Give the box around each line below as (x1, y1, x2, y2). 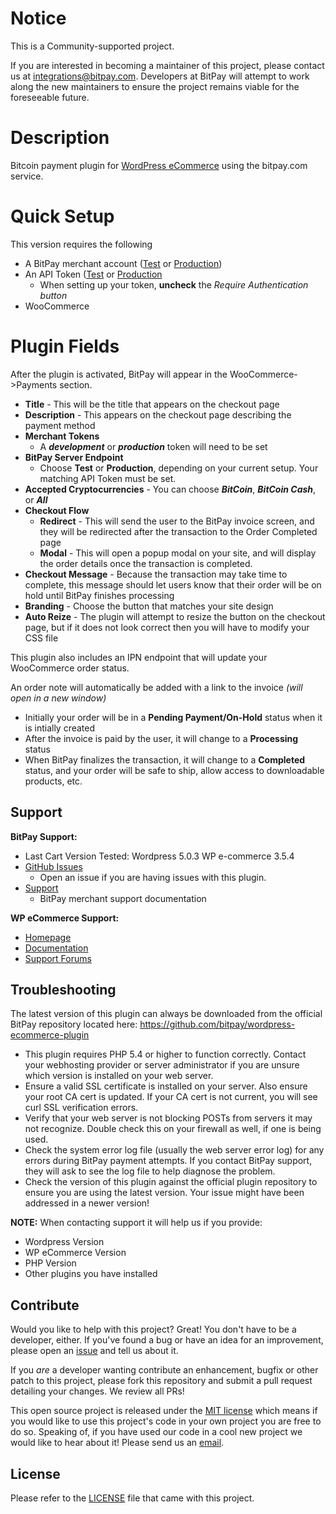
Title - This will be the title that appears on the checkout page (24, 398, 280, 410)
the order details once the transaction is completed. (39, 557, 253, 569)
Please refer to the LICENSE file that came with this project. (10, 1492, 255, 1504)
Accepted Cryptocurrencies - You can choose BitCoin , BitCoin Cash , (24, 483, 317, 495)
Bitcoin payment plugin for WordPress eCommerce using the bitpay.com (10, 159, 308, 171)
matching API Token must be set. (39, 472, 177, 484)
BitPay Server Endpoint (24, 451, 124, 463)
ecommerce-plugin (10, 1029, 90, 1041)
